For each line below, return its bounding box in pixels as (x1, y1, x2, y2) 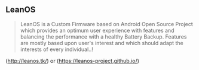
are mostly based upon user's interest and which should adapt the (20, 39, 183, 46)
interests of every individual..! (20, 46, 93, 53)
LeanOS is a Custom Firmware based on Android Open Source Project (20, 20, 194, 27)
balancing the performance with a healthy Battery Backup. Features (20, 33, 187, 40)
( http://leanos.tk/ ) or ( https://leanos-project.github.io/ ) (5, 57, 140, 64)
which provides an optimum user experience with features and (20, 27, 174, 34)
